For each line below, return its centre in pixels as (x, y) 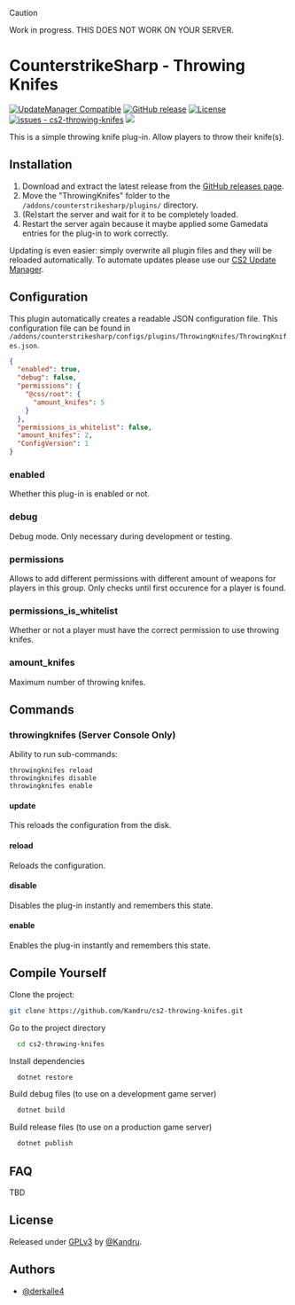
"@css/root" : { (53, 395)
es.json (23, 346)
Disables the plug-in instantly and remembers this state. (111, 905)
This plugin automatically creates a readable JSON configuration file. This (144, 318)
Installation (41, 164)
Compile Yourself (58, 973)
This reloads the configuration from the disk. (90, 825)
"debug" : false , (47, 378)
